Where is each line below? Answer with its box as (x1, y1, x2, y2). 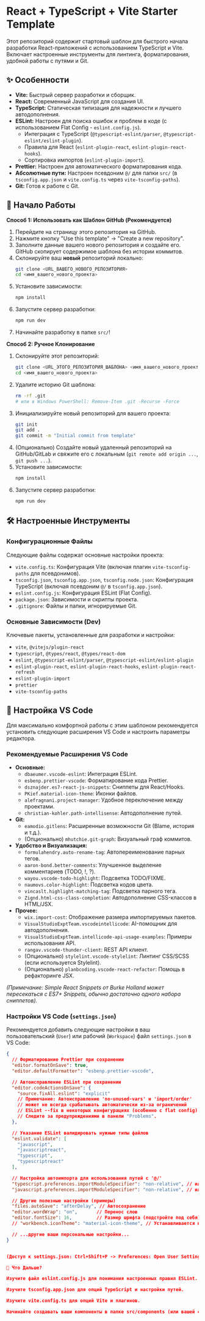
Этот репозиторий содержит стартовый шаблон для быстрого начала (6, 37, 189, 45)
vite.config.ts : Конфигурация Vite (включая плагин (15, 563, 151, 570)
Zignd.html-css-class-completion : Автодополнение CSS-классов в (24, 894, 197, 901)
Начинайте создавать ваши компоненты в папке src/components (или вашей (6, 1309, 195, 1315)
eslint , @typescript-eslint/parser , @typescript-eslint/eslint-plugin (15, 656, 194, 663)
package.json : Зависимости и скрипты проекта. (15, 595, 138, 603)
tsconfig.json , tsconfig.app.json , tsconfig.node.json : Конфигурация (15, 576, 193, 583)
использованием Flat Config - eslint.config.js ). (15, 124, 142, 131)
